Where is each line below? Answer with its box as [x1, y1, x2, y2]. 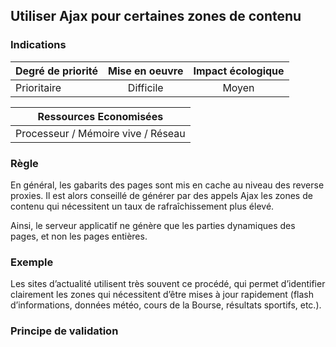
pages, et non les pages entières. [10, 230, 148, 242]
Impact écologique [193, 64, 285, 78]
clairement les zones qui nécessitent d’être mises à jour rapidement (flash [10, 289, 315, 301]
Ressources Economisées [37, 109, 164, 123]
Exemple [10, 255, 54, 269]
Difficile [127, 80, 164, 94]
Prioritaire [15, 80, 62, 94]
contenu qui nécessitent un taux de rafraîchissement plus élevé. [10, 200, 275, 212]
